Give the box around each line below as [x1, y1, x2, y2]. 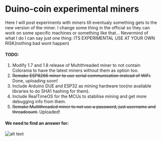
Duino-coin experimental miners [5, 3, 139, 15]
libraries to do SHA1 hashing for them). [12, 88, 90, 94]
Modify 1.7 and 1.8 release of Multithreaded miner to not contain [12, 62, 141, 68]
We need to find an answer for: [5, 120, 69, 126]
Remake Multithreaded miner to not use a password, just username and [12, 104, 156, 110]
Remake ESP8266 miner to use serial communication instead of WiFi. [12, 73, 151, 79]
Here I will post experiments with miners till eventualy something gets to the [5, 20, 157, 25]
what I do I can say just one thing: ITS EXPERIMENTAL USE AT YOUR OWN [5, 35, 155, 41]
